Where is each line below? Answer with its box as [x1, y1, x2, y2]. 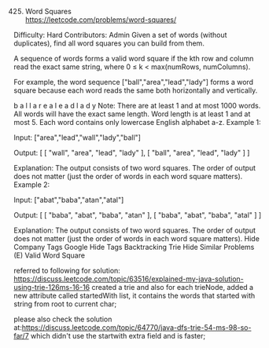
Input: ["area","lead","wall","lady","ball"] [13, 133, 142, 142]
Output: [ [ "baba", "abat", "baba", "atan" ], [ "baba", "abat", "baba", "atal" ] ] [13, 211, 262, 219]
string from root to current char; [13, 299, 117, 309]
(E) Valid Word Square [13, 251, 86, 260]
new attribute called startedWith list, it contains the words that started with [13, 291, 256, 300]
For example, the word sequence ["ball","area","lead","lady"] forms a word [13, 78, 254, 86]
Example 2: [13, 180, 50, 189]
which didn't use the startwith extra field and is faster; [30, 332, 206, 340]
